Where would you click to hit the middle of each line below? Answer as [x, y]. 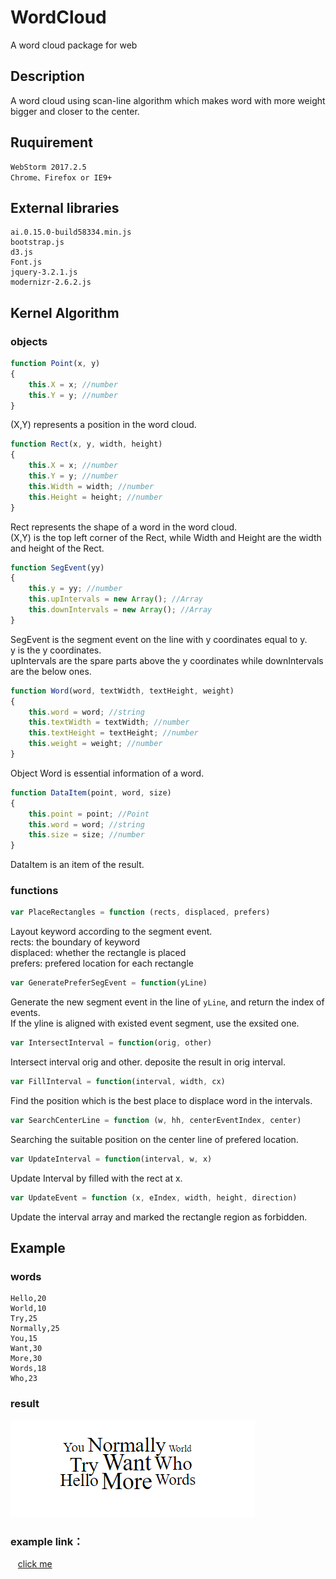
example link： [47, 1541]
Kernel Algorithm [65, 312]
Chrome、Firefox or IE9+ [61, 177]
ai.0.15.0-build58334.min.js [71, 232]
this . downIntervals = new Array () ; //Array [120, 610]
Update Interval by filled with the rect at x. [96, 1178]
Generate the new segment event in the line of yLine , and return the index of [167, 1002]
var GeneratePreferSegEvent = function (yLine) [109, 983]
